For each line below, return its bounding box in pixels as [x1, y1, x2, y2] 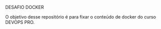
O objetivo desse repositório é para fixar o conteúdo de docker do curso [5, 14, 156, 19]
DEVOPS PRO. [5, 19, 35, 25]
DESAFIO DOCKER [5, 4, 44, 10]
